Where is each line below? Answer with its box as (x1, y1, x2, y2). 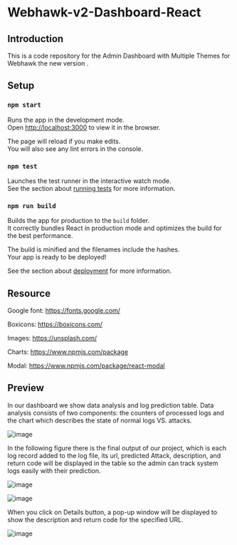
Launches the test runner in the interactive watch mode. (7, 176, 172, 185)
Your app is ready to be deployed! (7, 253, 107, 261)
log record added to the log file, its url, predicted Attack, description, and (7, 451, 221, 460)
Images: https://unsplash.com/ (7, 334, 98, 343)
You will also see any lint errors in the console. (7, 144, 144, 153)
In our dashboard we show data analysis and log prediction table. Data (7, 400, 214, 410)
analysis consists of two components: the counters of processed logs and (7, 408, 224, 417)
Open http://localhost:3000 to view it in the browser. (7, 123, 161, 132)
